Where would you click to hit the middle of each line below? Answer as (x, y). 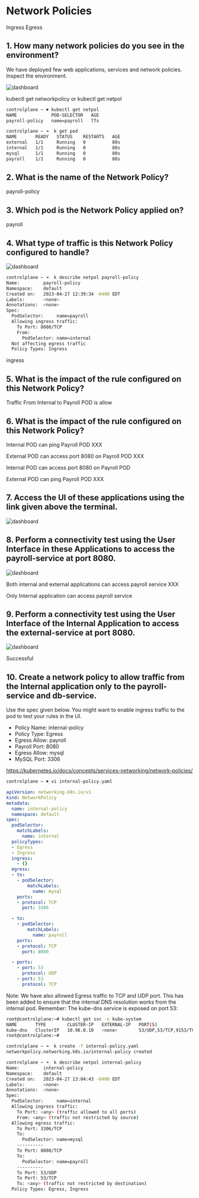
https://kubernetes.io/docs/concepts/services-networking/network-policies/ (99, 771)
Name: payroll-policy (44, 283)
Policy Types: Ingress (39, 349)
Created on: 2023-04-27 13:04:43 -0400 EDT (63, 1079)
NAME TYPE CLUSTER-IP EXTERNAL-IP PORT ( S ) (82, 1024)
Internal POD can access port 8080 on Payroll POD (68, 467)
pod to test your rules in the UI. (44, 716)
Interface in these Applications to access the (91, 549)
